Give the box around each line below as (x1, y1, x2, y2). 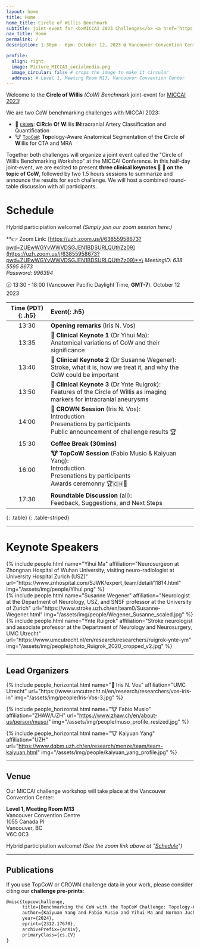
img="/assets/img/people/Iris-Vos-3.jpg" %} (14, 694, 124, 701)
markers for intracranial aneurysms (50, 395, 149, 404)
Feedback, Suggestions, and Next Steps (50, 499, 162, 507)
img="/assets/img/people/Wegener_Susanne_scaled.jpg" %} (43, 611, 193, 618)
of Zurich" (6, 604, 32, 612)
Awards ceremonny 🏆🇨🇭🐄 (50, 479, 128, 488)
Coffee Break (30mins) (50, 439, 117, 448)
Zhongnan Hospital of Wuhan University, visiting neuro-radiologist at (6, 567, 174, 574)
